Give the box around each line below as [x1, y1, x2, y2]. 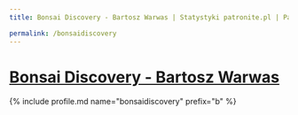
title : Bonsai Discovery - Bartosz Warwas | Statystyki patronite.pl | [9, 12, 279, 22]
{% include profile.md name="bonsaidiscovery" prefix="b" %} [9, 96, 237, 107]
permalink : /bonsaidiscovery [9, 28, 117, 38]
